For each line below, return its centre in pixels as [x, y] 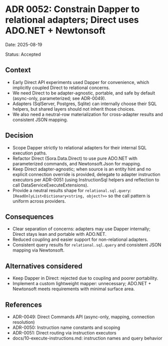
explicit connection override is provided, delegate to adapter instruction [86, 174]
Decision [19, 136]
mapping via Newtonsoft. [38, 250]
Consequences [30, 217]
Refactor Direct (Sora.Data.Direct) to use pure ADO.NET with [75, 158]
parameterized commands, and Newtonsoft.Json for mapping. [77, 163]
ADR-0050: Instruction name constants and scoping [66, 327]
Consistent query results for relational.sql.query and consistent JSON [87, 245]
